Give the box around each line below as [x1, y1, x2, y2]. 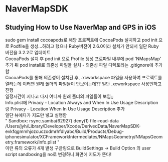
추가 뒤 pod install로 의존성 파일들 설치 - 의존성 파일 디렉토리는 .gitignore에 [5, 62, 154, 68]
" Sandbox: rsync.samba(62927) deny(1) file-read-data [5, 118, 119, 123]
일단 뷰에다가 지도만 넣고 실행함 [5, 112, 67, 118]
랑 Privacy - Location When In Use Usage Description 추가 [5, 106, 125, 112]
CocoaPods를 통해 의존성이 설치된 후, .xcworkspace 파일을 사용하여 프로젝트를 [5, 75, 162, 80]
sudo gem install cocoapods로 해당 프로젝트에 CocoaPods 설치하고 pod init [5, 37, 158, 43]
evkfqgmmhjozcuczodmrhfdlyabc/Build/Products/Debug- [5, 128, 124, 134]
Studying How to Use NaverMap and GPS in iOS [5, 23, 156, 32]
